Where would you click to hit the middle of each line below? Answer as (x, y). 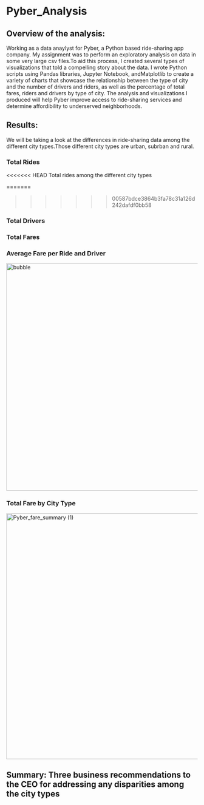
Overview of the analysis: (56, 34)
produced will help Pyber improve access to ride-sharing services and (94, 99)
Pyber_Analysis (47, 11)
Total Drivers (26, 221)
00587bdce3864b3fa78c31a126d (154, 199)
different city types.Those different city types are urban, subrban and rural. (100, 146)
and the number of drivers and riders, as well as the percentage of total (96, 87)
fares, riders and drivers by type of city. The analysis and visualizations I (97, 93)
